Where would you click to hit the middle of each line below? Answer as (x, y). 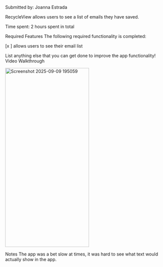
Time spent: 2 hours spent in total (40, 26)
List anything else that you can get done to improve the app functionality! (80, 55)
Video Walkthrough (25, 61)
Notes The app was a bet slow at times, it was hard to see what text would (82, 254)
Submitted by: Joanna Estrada (36, 7)
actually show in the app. (31, 259)
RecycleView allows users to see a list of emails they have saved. (72, 17)
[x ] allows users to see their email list (44, 46)
